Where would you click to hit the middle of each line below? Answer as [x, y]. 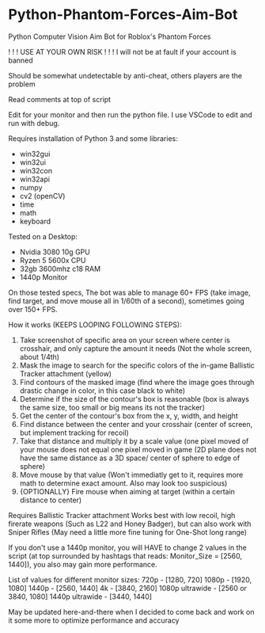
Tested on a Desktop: [43, 236]
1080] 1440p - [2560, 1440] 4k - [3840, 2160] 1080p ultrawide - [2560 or [128, 588]
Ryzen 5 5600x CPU [53, 260]
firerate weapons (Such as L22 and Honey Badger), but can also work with [130, 524]
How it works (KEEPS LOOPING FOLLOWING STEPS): [95, 324]
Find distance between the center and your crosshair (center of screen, [136, 424]
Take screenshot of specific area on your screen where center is [125, 340]
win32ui [32, 162]
